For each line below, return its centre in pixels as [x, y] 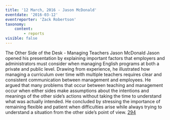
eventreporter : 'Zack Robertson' [41, 19]
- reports [34, 34]
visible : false [21, 39]
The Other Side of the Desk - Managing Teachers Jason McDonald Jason [82, 53]
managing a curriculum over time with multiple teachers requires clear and [83, 74]
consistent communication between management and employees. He [78, 80]
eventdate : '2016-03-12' [32, 15]
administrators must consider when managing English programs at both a [82, 64]
